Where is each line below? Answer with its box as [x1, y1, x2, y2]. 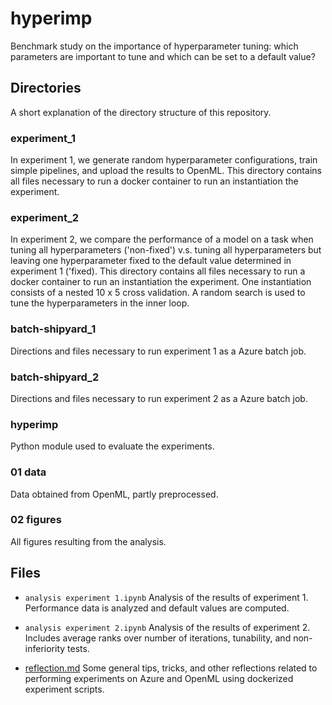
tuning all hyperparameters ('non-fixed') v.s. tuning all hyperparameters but [10, 244, 322, 256]
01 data [10, 465, 47, 479]
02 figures [10, 513, 62, 527]
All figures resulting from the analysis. [10, 535, 167, 547]
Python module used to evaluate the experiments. [10, 440, 215, 452]
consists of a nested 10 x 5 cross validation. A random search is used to [10, 287, 306, 299]
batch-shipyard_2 [10, 370, 100, 384]
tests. [67, 642, 90, 654]
